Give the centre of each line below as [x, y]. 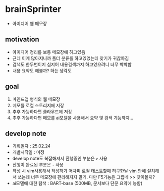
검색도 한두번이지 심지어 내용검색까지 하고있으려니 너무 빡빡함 [72, 64]
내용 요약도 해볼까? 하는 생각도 [42, 70]
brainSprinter [33, 9]
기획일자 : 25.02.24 [31, 146]
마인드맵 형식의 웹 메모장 [36, 99]
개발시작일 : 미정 [28, 152]
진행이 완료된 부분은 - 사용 [38, 165]
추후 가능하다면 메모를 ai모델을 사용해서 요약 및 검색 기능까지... [73, 118]
